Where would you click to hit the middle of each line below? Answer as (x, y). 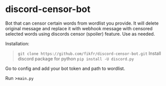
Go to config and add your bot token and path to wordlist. (65, 68)
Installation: (17, 43)
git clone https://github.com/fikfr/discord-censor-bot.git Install (89, 53)
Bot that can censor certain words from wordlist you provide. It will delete (82, 23)
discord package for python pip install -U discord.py (76, 58)
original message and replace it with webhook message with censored (79, 28)
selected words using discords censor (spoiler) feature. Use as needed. (80, 34)
